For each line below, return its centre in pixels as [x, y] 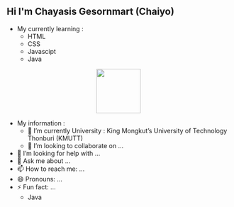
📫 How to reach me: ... [51, 169]
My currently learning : [50, 28]
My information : [41, 123]
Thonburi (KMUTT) [55, 138]
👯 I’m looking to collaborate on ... [76, 145]
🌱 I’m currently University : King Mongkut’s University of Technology [127, 130]
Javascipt [41, 51]
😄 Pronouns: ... [40, 179]
